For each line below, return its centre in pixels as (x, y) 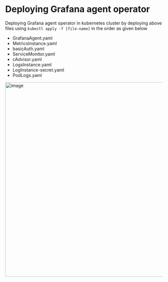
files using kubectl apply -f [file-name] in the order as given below (76, 28)
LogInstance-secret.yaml (38, 70)
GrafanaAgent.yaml (32, 38)
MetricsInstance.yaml (35, 43)
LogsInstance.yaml (32, 64)
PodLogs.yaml (27, 75)
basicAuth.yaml (28, 48)
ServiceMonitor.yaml (34, 54)
